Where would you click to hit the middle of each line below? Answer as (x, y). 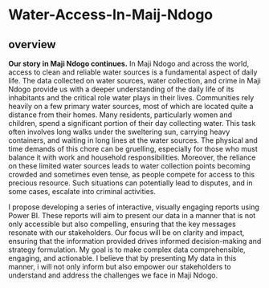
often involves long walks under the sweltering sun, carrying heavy (119, 132)
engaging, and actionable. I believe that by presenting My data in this (122, 258)
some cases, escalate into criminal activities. (82, 191)
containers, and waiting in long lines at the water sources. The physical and (133, 140)
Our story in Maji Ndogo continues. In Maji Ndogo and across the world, (129, 63)
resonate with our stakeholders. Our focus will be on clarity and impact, (126, 233)
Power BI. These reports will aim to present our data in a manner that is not (132, 215)
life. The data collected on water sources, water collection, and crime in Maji (134, 81)
